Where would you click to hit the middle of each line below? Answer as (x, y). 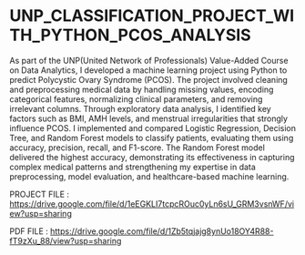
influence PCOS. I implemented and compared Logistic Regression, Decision (152, 127)
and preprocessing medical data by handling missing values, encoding (142, 89)
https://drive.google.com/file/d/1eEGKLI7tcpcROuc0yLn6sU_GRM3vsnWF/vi (152, 204)
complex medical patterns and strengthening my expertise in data (133, 167)
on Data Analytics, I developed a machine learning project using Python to (148, 70)
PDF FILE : (29, 231)
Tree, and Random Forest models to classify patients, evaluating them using (152, 138)
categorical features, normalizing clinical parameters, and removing (136, 99)
